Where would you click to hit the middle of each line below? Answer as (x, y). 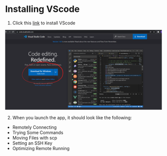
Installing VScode (42, 9)
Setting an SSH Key (32, 143)
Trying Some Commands (38, 133)
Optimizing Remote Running (41, 149)
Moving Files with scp (35, 138)
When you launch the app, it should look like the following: (72, 118)
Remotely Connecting (35, 127)
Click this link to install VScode (44, 23)
